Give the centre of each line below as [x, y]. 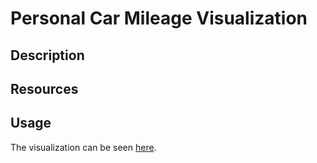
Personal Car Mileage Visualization [159, 18]
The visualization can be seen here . [83, 147]
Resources [44, 88]
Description [47, 55]
